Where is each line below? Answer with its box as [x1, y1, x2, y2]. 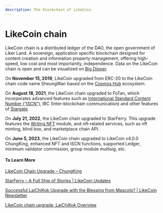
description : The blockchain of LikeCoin [5, 7, 92, 12]
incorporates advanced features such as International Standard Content [5, 95, 151, 101]
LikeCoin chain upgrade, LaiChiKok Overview [5, 202, 97, 208]
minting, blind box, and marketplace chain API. [5, 126, 99, 132]
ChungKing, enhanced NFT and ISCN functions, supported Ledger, [5, 141, 141, 146]
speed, [5, 60, 19, 67]
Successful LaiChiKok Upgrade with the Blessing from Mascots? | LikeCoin [5, 187, 157, 193]
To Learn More [5, 157, 35, 163]
